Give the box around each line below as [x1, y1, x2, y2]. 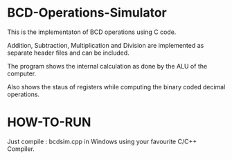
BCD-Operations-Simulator [7, 5, 168, 21]
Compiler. [7, 144, 35, 153]
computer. [7, 69, 37, 78]
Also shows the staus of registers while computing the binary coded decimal [7, 82, 226, 91]
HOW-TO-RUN [7, 114, 91, 130]
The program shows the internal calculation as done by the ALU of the [7, 62, 208, 70]
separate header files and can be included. [7, 48, 130, 57]
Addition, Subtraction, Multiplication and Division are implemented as [7, 41, 204, 49]
